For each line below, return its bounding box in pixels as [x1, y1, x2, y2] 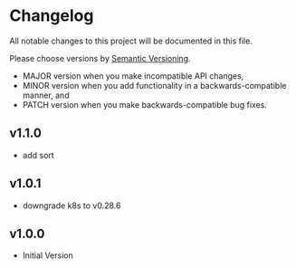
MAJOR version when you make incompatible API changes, [22, 70, 244, 81]
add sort [22, 149, 54, 160]
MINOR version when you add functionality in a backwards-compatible [22, 80, 287, 91]
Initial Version [22, 250, 74, 261]
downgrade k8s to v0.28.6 [22, 200, 121, 211]
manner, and [22, 90, 70, 100]
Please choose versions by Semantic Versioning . [9, 53, 192, 63]
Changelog [9, 5, 94, 26]
